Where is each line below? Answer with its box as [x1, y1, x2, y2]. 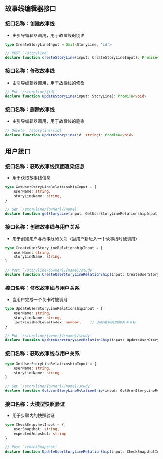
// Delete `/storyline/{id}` [5, 128, 64, 133]
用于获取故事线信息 [12, 175, 51, 181]
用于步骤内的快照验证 [12, 412, 55, 419]
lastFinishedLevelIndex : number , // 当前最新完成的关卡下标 [14, 320, 136, 324]
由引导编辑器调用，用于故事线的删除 [12, 118, 85, 124]
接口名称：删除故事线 [5, 106, 55, 113]
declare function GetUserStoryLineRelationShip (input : [5, 388, 118, 393]
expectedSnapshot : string [14, 431, 66, 436]
